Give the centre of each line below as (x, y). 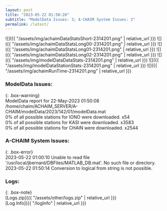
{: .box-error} (19, 152)
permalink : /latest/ (27, 24)
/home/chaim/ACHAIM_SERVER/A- (41, 106)
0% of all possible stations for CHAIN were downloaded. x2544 (72, 128)
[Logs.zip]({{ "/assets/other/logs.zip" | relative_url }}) (61, 198)
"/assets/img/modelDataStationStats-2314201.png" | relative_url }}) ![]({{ (81, 66)
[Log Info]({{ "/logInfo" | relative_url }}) (46, 203)
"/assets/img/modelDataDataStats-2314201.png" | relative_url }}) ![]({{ (85, 60)
